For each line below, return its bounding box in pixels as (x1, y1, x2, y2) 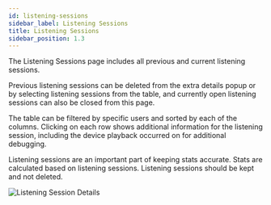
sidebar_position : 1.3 (8, 34, 85, 43)
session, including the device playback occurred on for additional (8, 131, 227, 140)
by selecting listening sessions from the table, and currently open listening (8, 90, 256, 99)
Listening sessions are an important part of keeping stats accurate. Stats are (8, 155, 263, 165)
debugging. (8, 139, 47, 149)
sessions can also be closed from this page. (8, 98, 155, 107)
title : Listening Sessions (8, 27, 100, 35)
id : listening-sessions (8, 11, 89, 20)
